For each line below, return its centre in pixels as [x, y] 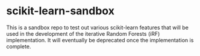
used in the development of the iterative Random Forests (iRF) [83, 33]
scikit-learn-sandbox [60, 11]
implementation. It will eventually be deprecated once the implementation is [100, 40]
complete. [19, 46]
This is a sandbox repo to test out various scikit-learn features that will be [97, 27]
